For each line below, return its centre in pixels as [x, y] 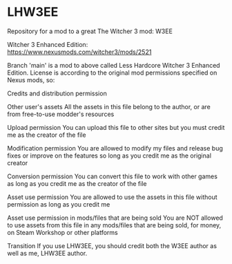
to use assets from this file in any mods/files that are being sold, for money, [114, 225]
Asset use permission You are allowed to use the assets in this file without [112, 197]
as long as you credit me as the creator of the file [77, 183]
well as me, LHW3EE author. [47, 253]
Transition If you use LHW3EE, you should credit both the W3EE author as [112, 245]
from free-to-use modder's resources [61, 114]
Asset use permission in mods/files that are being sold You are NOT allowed [115, 218]
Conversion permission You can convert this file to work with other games [112, 176]
